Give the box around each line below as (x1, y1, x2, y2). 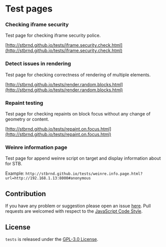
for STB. (5, 161, 23, 167)
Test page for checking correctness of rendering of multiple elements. (5, 72, 151, 78)
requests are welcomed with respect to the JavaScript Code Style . (5, 208, 143, 214)
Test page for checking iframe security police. (5, 32, 101, 38)
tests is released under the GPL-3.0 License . (5, 236, 99, 242)
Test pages (5, 3, 53, 15)
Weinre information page (5, 144, 67, 151)
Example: (5, 170, 25, 176)
